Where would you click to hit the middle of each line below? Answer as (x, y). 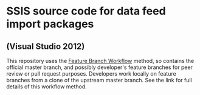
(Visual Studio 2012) (46, 46)
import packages (50, 24)
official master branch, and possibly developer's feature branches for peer (100, 67)
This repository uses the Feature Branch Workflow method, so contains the (100, 61)
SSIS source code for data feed (86, 11)
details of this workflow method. (47, 87)
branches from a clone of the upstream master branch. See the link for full (99, 80)
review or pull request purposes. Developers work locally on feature (91, 74)
